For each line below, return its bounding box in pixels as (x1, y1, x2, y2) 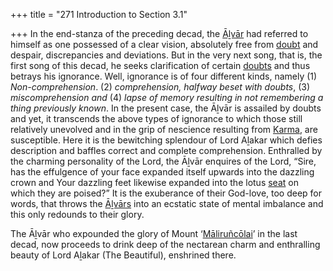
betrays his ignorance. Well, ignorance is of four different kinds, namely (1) (10, 70, 318, 82)
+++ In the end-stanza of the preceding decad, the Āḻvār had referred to (10, 28, 309, 39)
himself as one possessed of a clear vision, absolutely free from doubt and (10, 39, 319, 50)
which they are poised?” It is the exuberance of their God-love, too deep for (10, 187, 323, 199)
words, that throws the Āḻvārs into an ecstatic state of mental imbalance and (10, 198, 324, 209)
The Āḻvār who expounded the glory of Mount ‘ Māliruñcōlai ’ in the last (10, 228, 298, 239)
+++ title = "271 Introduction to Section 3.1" (10, 9, 188, 20)
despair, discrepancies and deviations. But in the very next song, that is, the (10, 49, 323, 61)
